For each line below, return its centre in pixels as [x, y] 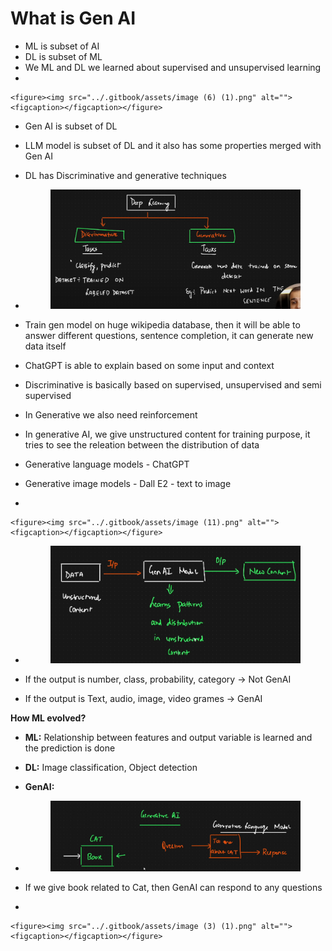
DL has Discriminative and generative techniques [125, 175]
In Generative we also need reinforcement [111, 415]
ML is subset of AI [62, 46]
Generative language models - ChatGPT [107, 464]
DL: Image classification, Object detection [111, 768]
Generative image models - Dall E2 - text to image [128, 484]
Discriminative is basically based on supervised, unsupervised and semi [173, 385]
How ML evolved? [48, 718]
